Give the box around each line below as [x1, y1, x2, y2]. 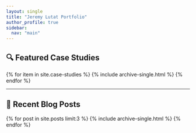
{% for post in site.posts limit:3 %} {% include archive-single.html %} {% [6, 115, 181, 122]
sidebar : [6, 24, 27, 31]
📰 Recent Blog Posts [6, 100, 80, 110]
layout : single [6, 8, 43, 15]
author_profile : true [6, 19, 59, 25]
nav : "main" [11, 30, 41, 36]
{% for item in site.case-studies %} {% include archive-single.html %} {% [6, 71, 183, 78]
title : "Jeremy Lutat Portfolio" [6, 14, 87, 20]
